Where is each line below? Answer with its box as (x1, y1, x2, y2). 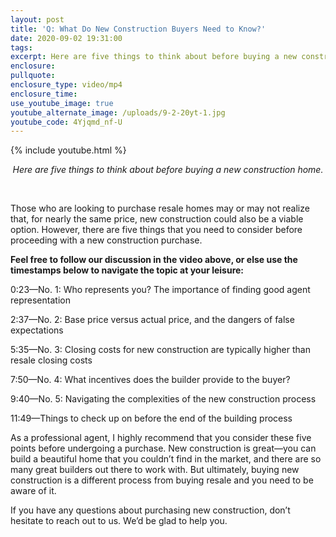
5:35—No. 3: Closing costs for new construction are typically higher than (10, 344, 311, 356)
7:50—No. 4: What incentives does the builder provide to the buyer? (10, 374, 291, 386)
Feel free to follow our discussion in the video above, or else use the (10, 254, 298, 266)
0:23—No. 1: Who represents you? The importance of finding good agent (10, 284, 311, 296)
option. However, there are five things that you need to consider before (10, 224, 303, 236)
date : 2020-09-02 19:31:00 (10, 33, 123, 43)
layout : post (10, 14, 65, 25)
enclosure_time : (10, 89, 78, 99)
